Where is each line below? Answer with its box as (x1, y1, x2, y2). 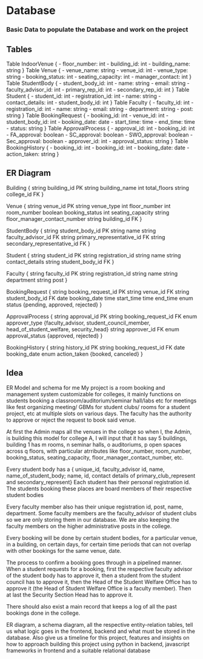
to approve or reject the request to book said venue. (6, 416, 136, 424)
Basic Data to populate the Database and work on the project (6, 25, 188, 34)
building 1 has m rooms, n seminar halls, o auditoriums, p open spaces (6, 441, 182, 448)
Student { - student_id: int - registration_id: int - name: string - (6, 92, 161, 100)
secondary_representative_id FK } (6, 240, 91, 247)
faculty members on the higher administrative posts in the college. (6, 522, 172, 530)
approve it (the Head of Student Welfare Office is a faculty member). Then (6, 584, 191, 592)
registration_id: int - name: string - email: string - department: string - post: (6, 105, 194, 112)
